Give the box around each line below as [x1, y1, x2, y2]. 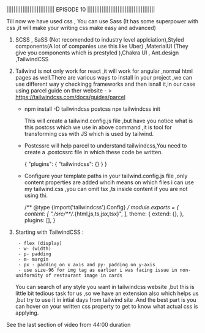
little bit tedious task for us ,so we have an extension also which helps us [15, 290, 199, 297]
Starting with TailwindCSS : [15, 228, 84, 236]
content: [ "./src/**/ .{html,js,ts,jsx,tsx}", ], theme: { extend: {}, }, [24, 210, 184, 217]
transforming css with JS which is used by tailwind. [24, 130, 154, 137]
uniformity [15, 272, 43, 279]
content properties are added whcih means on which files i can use [24, 179, 195, 186]
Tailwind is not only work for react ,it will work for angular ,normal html [15, 67, 193, 75]
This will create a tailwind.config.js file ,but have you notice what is [24, 117, 193, 124]
